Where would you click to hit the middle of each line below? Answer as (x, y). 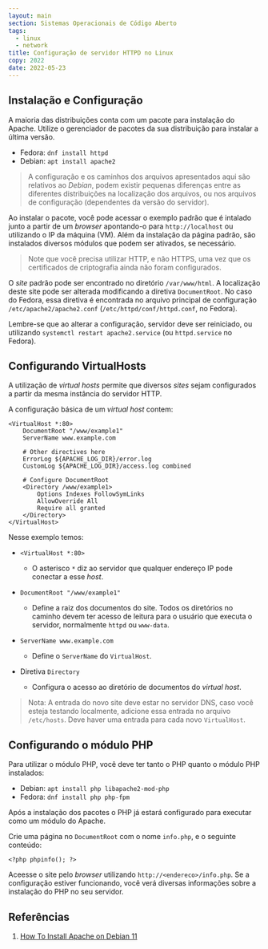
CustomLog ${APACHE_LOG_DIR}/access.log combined (107, 466)
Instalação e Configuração (76, 101)
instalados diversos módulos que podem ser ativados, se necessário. (122, 243)
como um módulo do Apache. (57, 821)
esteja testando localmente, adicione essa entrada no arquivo (129, 712)
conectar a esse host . (68, 577)
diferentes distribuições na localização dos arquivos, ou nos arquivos (142, 193)
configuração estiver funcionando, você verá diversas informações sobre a (132, 883)
